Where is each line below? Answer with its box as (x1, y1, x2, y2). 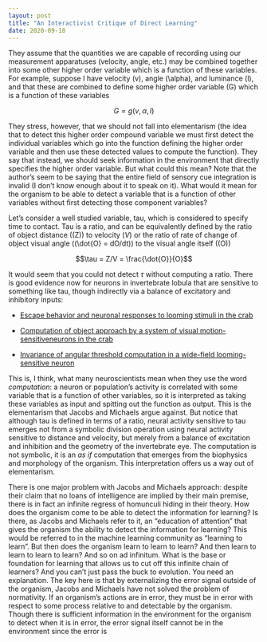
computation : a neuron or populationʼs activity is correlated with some (8, 382, 238, 392)
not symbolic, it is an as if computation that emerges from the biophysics (8, 450, 248, 459)
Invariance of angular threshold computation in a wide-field (19, 350, 215, 360)
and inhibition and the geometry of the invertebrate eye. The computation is (8, 442, 257, 451)
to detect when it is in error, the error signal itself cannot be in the (8, 618, 224, 628)
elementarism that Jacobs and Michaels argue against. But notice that (8, 408, 238, 417)
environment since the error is (8, 627, 108, 636)
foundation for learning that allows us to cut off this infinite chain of (8, 559, 230, 569)
